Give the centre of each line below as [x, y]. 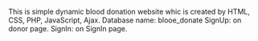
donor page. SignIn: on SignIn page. [68, 29]
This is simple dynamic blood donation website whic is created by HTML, [129, 12]
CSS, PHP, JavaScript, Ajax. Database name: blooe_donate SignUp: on [125, 20]
